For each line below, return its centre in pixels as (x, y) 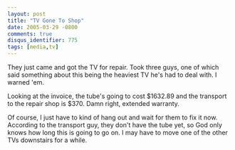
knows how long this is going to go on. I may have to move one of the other (117, 133)
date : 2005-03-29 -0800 (43, 27)
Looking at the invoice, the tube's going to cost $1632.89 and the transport (117, 96)
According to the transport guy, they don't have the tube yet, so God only (115, 125)
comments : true (30, 34)
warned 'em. (26, 82)
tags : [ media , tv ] (33, 47)
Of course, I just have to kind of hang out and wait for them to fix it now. (113, 117)
